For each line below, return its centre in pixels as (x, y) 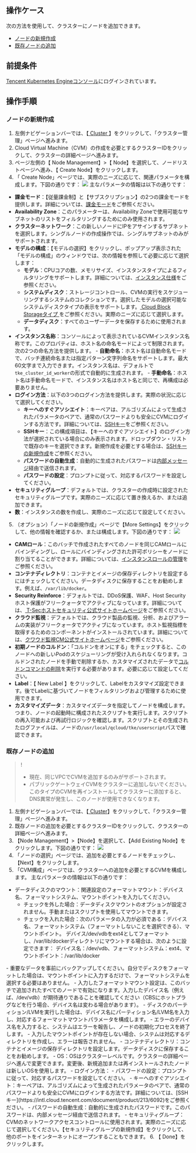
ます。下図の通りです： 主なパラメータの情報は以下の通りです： (106, 185)
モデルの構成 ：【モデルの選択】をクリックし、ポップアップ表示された (98, 249)
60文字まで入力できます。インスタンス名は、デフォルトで (84, 366)
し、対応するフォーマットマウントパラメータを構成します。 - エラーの (90, 1019)
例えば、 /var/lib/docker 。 (57, 589)
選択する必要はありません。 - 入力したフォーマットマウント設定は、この (93, 982)
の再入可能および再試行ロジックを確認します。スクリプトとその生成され (101, 720)
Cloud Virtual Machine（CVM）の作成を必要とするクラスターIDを (93, 148)
